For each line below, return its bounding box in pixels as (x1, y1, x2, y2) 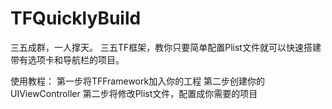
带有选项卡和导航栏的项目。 (10, 53, 125, 66)
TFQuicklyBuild (10, 7, 142, 30)
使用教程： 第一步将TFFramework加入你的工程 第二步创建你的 (10, 75, 266, 87)
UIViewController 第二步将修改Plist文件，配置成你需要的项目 (10, 87, 258, 99)
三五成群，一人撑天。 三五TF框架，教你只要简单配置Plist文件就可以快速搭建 (10, 41, 322, 53)
